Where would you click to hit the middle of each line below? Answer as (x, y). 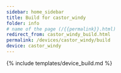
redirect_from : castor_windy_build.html (59, 35)
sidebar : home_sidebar (35, 12)
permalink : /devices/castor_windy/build (59, 40)
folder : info (23, 23)
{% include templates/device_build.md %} (59, 63)
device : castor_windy (34, 46)
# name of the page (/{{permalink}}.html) (61, 29)
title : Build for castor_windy (46, 18)
